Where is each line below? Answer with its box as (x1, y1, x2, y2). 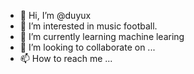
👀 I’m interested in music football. (19, 20, 158, 32)
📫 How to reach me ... (19, 53, 113, 64)
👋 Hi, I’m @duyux (19, 10, 92, 21)
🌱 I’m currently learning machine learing (19, 31, 185, 42)
